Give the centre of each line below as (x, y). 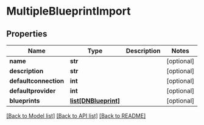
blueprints (25, 101)
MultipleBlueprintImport (69, 11)
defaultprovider (33, 91)
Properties (27, 34)
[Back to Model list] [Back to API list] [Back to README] (76, 116)
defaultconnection (37, 81)
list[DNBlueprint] (95, 101)
